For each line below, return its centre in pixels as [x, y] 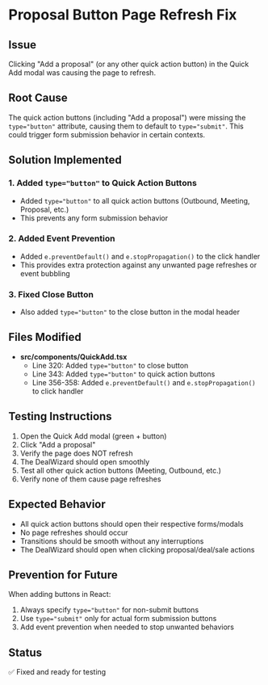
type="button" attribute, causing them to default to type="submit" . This [126, 126]
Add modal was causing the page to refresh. [82, 73]
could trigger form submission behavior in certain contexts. [107, 134]
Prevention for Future [63, 575]
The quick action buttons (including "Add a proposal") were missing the [127, 117]
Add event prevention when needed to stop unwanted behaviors [127, 627]
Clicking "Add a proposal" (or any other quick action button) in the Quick [129, 64]
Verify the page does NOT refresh [76, 453]
